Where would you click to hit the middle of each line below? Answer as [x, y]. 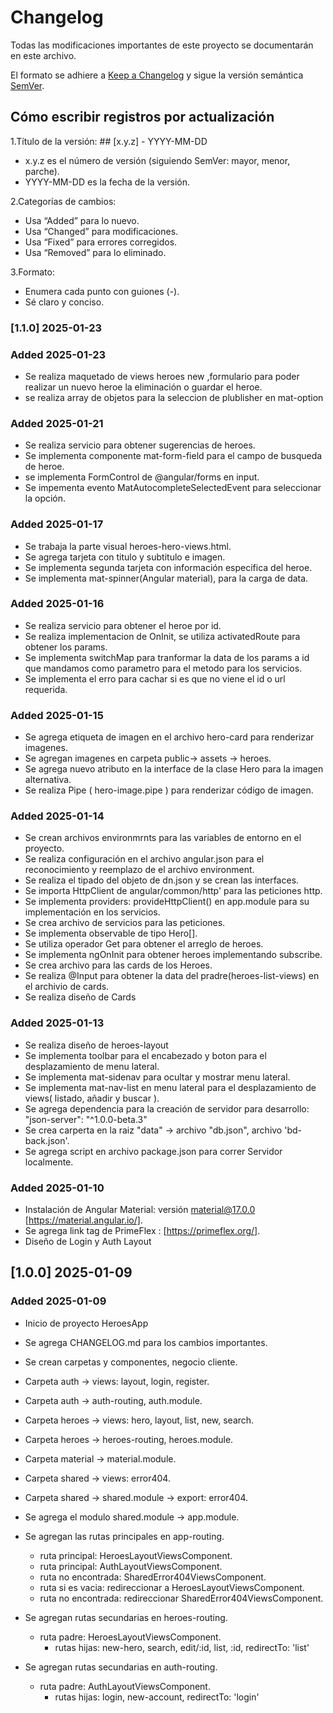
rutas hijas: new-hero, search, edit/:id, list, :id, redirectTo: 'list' [182, 1647]
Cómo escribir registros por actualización [142, 117]
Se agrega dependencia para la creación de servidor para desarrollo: [167, 1108]
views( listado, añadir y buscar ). [92, 1098]
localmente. [49, 1162]
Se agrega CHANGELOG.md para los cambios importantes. [146, 1342]
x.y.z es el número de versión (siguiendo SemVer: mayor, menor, [157, 160]
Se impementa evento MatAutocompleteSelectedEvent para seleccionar [173, 488]
